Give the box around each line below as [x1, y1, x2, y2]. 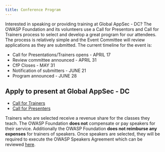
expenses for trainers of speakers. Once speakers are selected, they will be [5, 131, 160, 137]
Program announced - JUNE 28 [12, 73, 77, 78]
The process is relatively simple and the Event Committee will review [5, 37, 145, 43]
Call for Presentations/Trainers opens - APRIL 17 [12, 52, 111, 58]
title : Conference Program [5, 7, 61, 12]
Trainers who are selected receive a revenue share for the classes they [5, 115, 150, 121]
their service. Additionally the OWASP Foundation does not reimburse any [5, 126, 157, 132]
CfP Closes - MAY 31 [12, 62, 55, 68]
